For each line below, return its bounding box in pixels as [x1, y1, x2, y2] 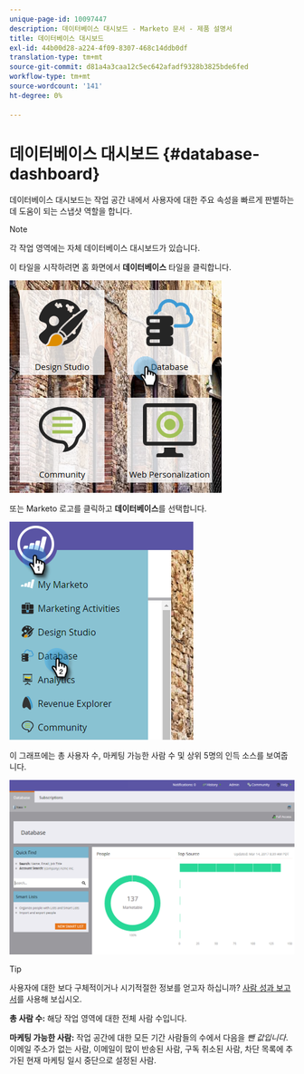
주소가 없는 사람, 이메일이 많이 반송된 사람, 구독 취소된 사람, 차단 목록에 [33, 1043, 284, 1055]
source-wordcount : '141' [9, 82, 103, 91]
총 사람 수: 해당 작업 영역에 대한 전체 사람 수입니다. [9, 1013, 187, 1024]
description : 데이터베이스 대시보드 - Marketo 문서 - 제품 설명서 [9, 24, 233, 34]
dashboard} [9, 163, 100, 184]
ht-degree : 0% [9, 91, 63, 100]
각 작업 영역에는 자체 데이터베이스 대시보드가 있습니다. [9, 243, 201, 254]
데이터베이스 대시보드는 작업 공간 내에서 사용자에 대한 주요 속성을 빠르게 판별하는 [9, 195, 295, 206]
